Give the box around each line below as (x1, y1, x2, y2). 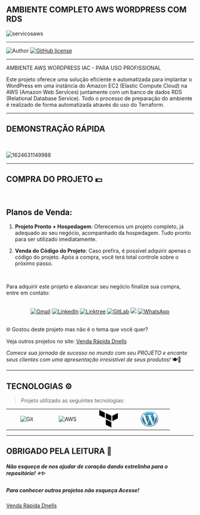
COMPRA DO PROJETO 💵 (6, 174, 102, 184)
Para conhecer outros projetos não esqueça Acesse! (6, 487, 140, 494)
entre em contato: (6, 289, 50, 297)
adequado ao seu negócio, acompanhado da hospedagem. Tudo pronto (14, 229, 192, 237)
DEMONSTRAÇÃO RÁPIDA (6, 124, 105, 134)
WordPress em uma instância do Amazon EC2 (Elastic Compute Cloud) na (6, 82, 187, 89)
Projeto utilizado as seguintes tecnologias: (20, 397, 125, 404)
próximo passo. (14, 260, 53, 267)
